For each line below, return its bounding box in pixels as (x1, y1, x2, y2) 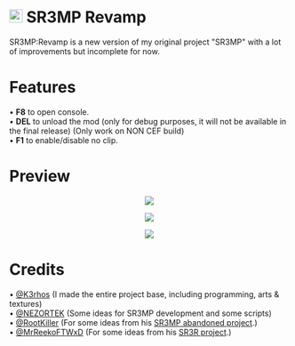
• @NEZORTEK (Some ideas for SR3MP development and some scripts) (9, 308, 273, 318)
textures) (9, 298, 43, 309)
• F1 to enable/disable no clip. (9, 134, 118, 145)
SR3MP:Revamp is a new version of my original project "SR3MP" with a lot (9, 36, 282, 47)
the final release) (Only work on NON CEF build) (9, 125, 185, 136)
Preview (9, 166, 71, 187)
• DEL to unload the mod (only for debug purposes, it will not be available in (9, 116, 287, 126)
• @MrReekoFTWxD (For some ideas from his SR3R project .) (9, 326, 232, 337)
